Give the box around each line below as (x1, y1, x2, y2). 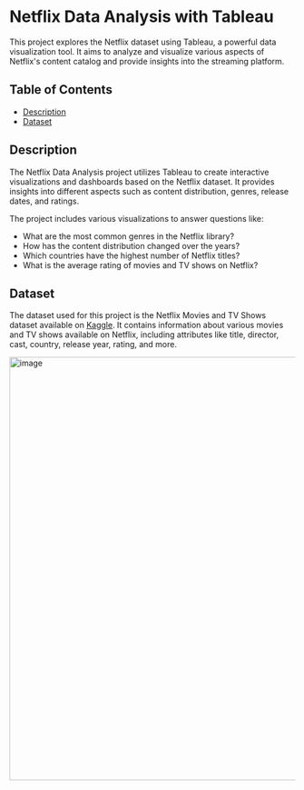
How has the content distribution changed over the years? (22, 240, 240, 251)
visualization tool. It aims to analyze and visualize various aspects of (9, 45, 265, 56)
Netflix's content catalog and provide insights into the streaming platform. (9, 55, 285, 66)
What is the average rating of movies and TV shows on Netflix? (22, 259, 259, 270)
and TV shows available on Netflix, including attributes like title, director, (9, 329, 279, 340)
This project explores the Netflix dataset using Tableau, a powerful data (9, 36, 277, 47)
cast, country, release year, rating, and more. (9, 339, 177, 350)
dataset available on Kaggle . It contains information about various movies (9, 320, 284, 331)
